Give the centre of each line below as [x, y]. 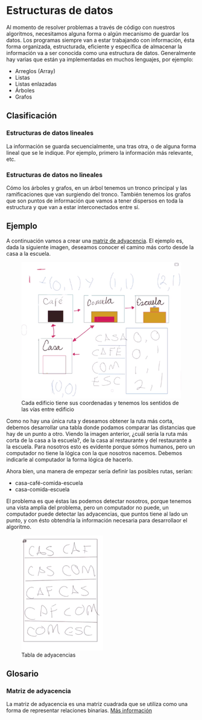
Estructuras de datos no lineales [55, 175]
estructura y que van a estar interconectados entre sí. [73, 207]
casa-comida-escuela [42, 489]
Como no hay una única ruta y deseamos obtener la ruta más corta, [90, 421]
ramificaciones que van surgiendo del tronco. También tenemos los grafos [99, 194]
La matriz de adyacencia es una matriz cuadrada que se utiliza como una [97, 704]
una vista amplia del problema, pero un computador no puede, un [87, 507]
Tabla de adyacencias [49, 655]
